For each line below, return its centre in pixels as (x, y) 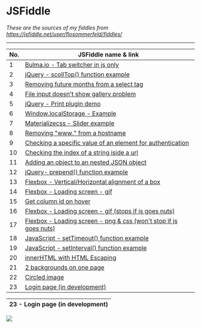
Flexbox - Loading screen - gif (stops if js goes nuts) (100, 211)
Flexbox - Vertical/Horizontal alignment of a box (92, 181)
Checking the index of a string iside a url (82, 153)
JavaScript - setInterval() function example (86, 248)
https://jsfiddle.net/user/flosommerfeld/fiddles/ (64, 34)
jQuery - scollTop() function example (77, 74)
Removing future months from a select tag (84, 84)
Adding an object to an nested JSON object (86, 162)
